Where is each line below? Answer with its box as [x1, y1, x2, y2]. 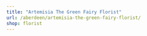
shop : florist [6, 20, 43, 26]
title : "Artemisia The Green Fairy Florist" [6, 9, 122, 15]
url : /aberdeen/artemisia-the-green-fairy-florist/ [6, 15, 141, 21]
